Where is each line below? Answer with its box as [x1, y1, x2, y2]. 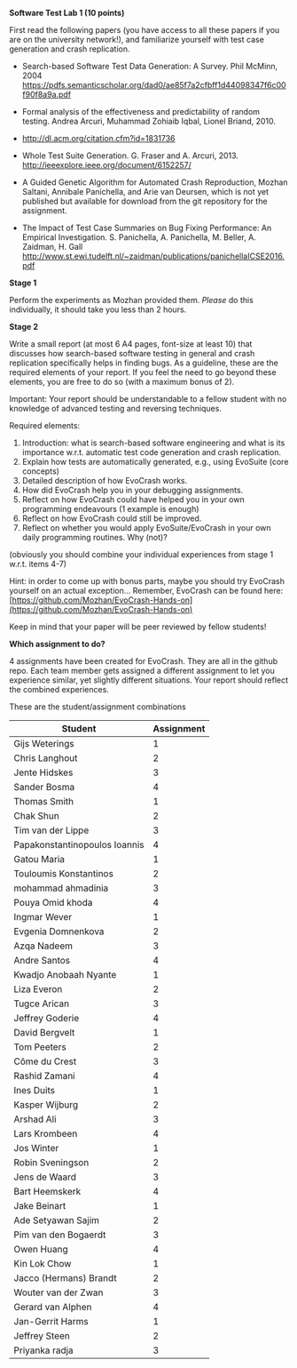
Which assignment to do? [9, 639, 106, 649]
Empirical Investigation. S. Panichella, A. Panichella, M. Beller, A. [21, 232, 257, 243]
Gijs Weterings [13, 738, 74, 749]
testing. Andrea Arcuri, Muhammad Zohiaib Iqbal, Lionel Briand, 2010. [21, 116, 277, 126]
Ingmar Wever [13, 911, 73, 923]
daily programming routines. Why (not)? [21, 532, 168, 542]
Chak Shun [13, 810, 59, 821]
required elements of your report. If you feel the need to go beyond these [9, 367, 277, 377]
